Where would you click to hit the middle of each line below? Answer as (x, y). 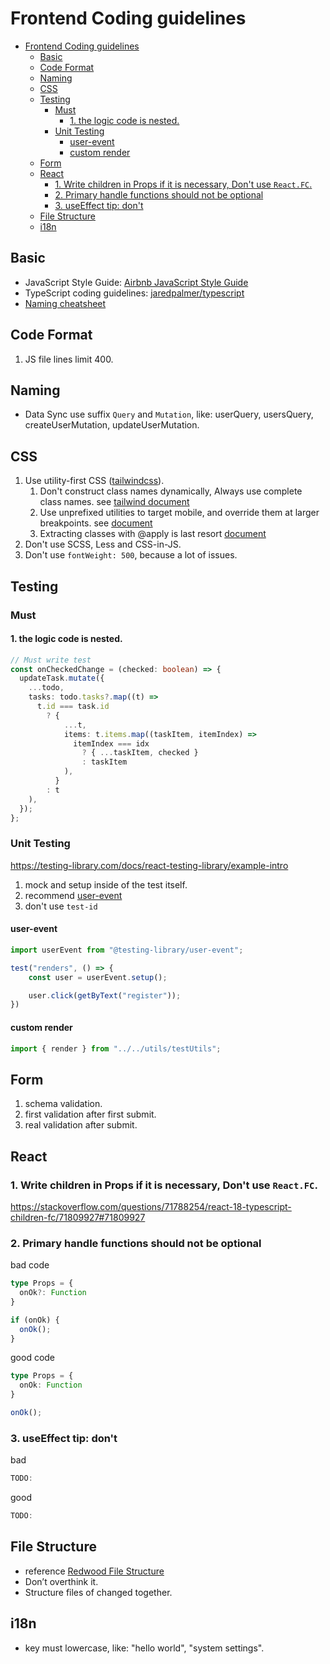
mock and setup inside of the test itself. (106, 884)
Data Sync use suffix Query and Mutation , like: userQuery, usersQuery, (169, 414)
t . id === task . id (73, 707)
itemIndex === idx (111, 743)
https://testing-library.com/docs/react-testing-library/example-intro (149, 865)
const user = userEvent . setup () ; (98, 977)
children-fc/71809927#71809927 (78, 1217)
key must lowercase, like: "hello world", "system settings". (144, 1648)
